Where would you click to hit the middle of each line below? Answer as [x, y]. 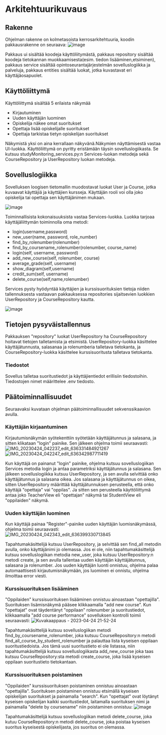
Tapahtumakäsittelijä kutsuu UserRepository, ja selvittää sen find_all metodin [83, 544]
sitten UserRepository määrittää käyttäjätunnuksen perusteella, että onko [80, 484]
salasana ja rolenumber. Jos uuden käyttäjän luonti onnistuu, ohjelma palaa [82, 566]
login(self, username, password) [45, 252]
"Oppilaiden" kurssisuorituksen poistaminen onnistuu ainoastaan [71, 686]
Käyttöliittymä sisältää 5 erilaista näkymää [48, 103]
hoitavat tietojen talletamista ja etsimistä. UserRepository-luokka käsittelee [81, 342]
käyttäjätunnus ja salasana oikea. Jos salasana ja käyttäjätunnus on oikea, [81, 479]
